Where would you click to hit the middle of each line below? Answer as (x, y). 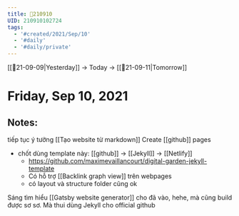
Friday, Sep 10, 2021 (68, 96)
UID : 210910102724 (35, 21)
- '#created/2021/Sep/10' (52, 34)
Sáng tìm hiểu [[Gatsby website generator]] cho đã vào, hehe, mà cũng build (120, 197)
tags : (15, 27)
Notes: (22, 122)
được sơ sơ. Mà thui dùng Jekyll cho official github (81, 205)
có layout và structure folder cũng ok (83, 184)
